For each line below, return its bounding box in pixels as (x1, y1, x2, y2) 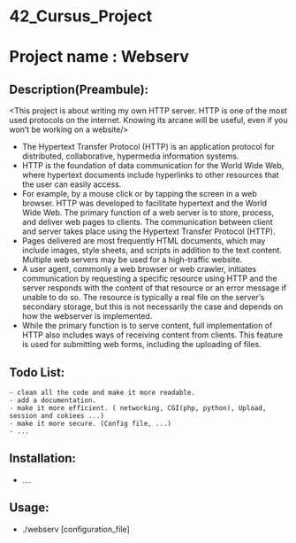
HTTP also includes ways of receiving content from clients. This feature (21, 330, 284, 340)
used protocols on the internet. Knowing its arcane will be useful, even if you (9, 115, 289, 126)
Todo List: (9, 365, 65, 380)
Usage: (9, 500, 50, 516)
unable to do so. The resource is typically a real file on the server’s (21, 292, 265, 303)
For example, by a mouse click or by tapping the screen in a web (21, 189, 258, 199)
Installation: (9, 451, 77, 466)
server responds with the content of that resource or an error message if (21, 283, 287, 293)
